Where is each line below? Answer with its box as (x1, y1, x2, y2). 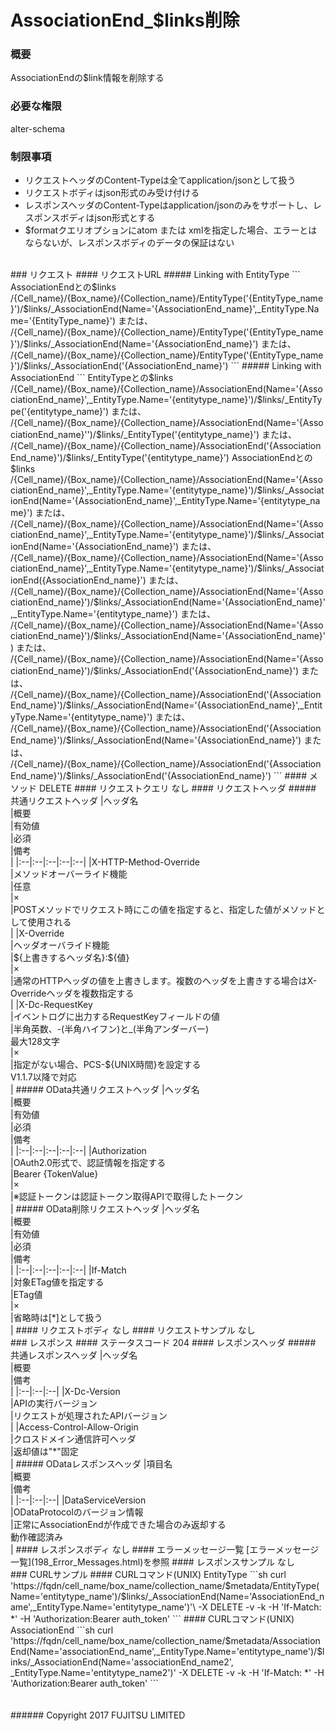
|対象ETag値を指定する (10, 1276, 105, 1288)
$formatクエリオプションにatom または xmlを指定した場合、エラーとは (24, 224, 318, 236)
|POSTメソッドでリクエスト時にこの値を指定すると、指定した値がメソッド (10, 904, 317, 916)
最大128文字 (10, 1036, 60, 1048)
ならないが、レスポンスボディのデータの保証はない (24, 237, 235, 249)
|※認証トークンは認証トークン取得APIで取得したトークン (10, 1191, 243, 1203)
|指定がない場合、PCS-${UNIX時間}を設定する (10, 1059, 202, 1071)
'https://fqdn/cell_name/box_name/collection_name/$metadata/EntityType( (10, 1580, 320, 1592)
